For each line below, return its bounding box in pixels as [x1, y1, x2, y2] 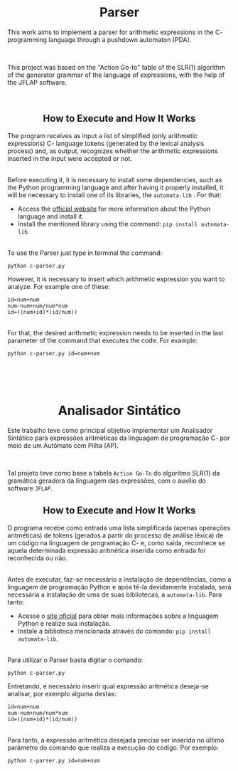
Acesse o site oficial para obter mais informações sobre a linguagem [17, 612, 219, 620]
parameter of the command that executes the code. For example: [7, 336, 198, 345]
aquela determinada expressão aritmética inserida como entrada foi [7, 546, 206, 555]
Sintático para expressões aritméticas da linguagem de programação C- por [7, 434, 230, 442]
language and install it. [17, 211, 84, 221]
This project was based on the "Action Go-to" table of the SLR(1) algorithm [7, 63, 225, 71]
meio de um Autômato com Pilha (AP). [7, 441, 119, 449]
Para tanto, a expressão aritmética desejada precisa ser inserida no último [7, 735, 225, 744]
